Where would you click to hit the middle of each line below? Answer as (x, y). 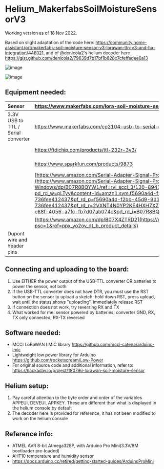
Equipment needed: (36, 92)
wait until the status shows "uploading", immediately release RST (77, 302)
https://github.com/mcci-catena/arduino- (113, 345)
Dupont (16, 233)
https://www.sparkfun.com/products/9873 (84, 164)
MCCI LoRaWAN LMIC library (41, 345)
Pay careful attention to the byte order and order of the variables (77, 398)
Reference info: (29, 434)
